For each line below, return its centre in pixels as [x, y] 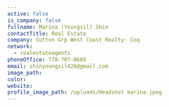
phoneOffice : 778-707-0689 [47, 60]
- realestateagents [42, 53]
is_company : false [34, 20]
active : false [28, 14]
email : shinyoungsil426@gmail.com [58, 66]
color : [17, 79]
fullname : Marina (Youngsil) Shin [58, 27]
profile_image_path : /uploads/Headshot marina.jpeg [84, 92]
